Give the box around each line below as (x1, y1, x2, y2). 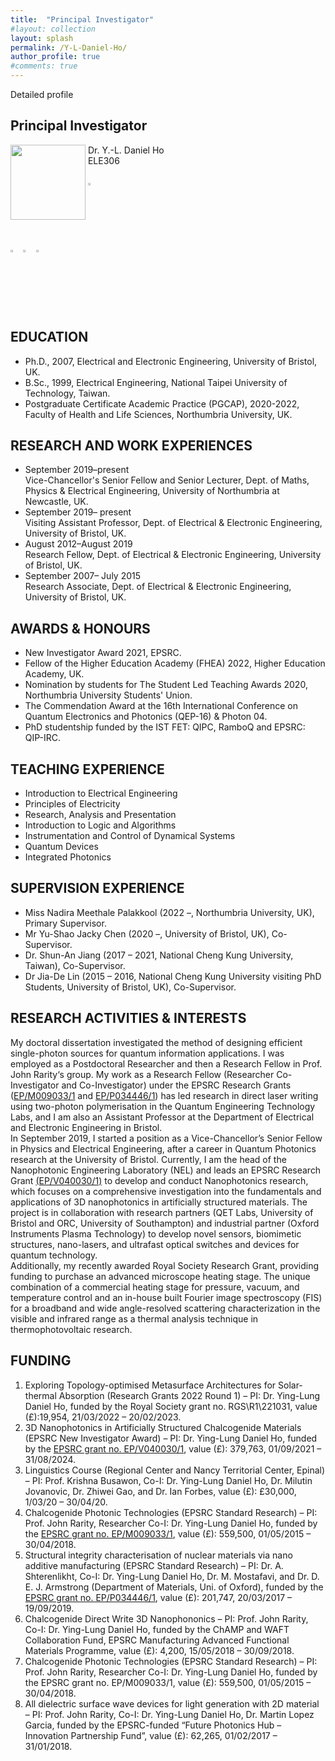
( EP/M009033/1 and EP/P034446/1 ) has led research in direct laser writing (10, 1089, 319, 1101)
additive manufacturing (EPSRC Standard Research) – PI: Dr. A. (24, 1559, 284, 1571)
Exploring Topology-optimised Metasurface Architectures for (24, 1379, 277, 1391)
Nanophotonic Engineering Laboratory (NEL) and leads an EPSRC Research (10, 1164, 322, 1176)
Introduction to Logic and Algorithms (24, 819, 177, 831)
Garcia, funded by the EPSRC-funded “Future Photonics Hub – (24, 1719, 282, 1731)
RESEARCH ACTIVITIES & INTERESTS (10, 1010, 247, 1027)
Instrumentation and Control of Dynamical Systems (24, 830, 236, 842)
